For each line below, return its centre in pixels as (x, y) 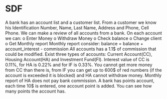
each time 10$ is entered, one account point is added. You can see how (79, 86)
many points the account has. (36, 91)
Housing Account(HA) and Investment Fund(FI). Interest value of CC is (77, 59)
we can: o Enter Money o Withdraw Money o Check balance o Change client (83, 38)
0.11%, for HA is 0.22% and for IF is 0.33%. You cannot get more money (79, 65)
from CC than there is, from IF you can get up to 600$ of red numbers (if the (83, 70)
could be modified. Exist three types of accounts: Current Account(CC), (79, 54)
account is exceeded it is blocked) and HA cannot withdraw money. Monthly (83, 75)
